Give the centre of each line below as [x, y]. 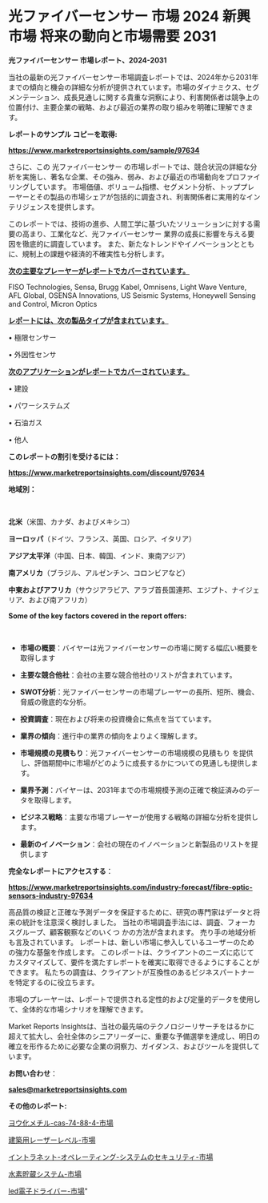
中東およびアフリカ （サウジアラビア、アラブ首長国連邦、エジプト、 [120, 589]
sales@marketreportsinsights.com [68, 1089]
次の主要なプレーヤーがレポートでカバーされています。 [99, 271]
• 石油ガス [25, 422]
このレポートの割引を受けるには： [64, 457]
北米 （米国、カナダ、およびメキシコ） [71, 521]
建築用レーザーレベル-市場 [52, 1140]
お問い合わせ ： [33, 1073]
